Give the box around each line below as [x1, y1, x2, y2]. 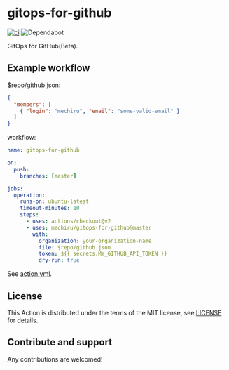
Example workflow [7, 62, 90, 74]
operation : [13, 192, 46, 199]
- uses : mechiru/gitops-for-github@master [25, 224, 152, 231]
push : [13, 166, 30, 173]
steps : [20, 211, 39, 218]
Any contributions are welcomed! [7, 355, 103, 363]
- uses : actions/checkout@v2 [25, 218, 111, 225]
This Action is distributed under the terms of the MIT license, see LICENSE [7, 308, 222, 317]
